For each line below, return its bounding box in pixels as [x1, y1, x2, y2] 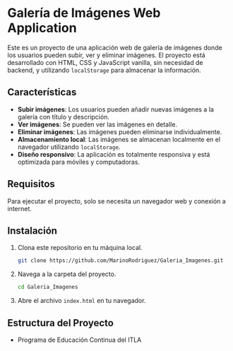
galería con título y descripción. [17, 112, 109, 121]
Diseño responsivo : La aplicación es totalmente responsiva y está [17, 150, 210, 158]
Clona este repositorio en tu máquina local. [17, 244, 143, 252]
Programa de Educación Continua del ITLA [17, 335, 142, 344]
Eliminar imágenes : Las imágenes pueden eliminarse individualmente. [17, 127, 222, 136]
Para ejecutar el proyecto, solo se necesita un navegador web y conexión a [7, 196, 226, 206]
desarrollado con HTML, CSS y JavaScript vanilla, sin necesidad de [7, 58, 203, 66]
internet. [7, 204, 32, 213]
